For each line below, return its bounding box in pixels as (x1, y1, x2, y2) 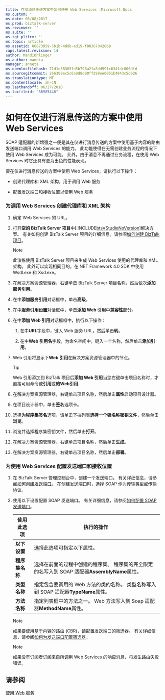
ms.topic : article (5, 39, 43, 44)
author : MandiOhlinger (5, 52, 52, 58)
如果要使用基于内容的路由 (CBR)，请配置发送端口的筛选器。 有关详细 (12, 628, 152, 634)
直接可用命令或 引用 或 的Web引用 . (12, 380, 80, 386)
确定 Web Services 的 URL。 (12, 214, 71, 221)
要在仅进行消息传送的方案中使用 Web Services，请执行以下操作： (5, 168, 138, 174)
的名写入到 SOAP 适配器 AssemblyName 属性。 (34, 568, 142, 575)
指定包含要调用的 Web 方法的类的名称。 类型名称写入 (34, 581, 156, 588)
